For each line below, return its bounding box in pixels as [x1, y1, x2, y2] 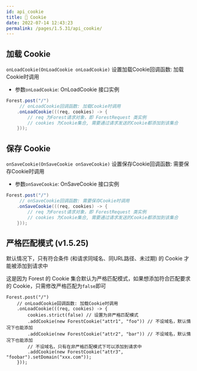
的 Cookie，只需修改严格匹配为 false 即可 [6, 282, 106, 289]
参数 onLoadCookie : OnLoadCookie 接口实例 [14, 86, 120, 93]
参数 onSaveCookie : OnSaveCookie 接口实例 [14, 180, 120, 188]
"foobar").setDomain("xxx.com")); [6, 354, 92, 360]
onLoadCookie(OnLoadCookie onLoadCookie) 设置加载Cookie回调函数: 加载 [6, 66, 185, 73]
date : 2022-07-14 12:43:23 [6, 20, 73, 26]
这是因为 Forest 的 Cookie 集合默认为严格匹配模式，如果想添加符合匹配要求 [6, 275, 191, 282]
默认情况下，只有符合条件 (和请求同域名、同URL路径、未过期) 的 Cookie [6, 255, 183, 262]
